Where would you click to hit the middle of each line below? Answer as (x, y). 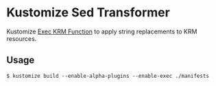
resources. (22, 38)
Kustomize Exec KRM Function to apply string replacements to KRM (102, 31)
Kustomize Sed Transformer (88, 13)
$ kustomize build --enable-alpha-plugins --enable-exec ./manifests (108, 76)
